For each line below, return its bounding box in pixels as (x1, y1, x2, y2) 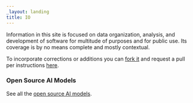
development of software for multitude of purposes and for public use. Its (6, 37, 187, 44)
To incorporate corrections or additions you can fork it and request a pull (6, 55, 185, 62)
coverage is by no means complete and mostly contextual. (6, 43, 151, 51)
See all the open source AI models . (6, 90, 92, 97)
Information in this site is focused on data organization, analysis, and (6, 31, 175, 38)
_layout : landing (6, 8, 50, 15)
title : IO (6, 14, 31, 20)
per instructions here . (6, 61, 59, 69)
